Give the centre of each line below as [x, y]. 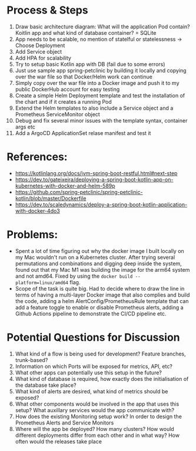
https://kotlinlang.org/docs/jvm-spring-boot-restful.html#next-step [96, 173]
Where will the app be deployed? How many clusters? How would [94, 429]
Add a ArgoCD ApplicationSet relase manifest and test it [83, 133]
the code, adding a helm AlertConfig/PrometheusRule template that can [102, 301]
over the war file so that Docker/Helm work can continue [84, 77]
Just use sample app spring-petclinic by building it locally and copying [101, 70]
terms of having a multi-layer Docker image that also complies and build [102, 295]
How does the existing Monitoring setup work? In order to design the [98, 416]
